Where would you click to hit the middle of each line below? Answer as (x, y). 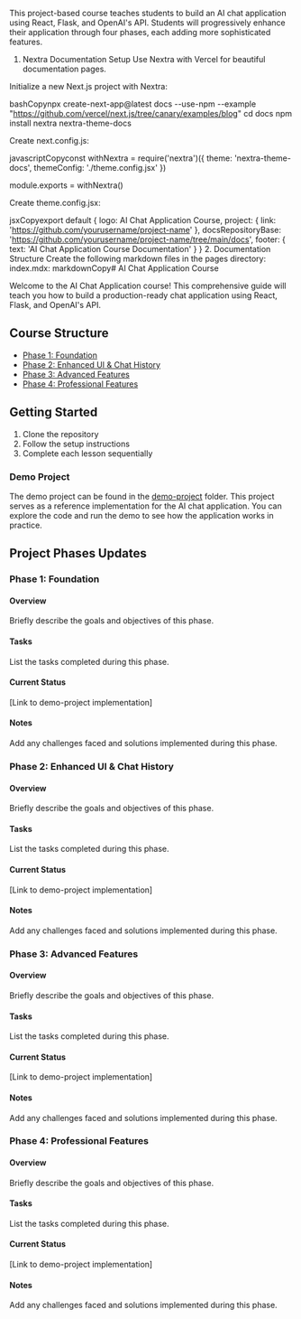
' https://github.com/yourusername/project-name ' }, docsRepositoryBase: (146, 230)
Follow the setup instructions (76, 444)
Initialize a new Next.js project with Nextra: (89, 86)
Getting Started (54, 412)
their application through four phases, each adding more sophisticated (140, 32)
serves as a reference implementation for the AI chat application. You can (146, 506)
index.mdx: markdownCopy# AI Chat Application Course (114, 268)
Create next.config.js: (50, 140)
